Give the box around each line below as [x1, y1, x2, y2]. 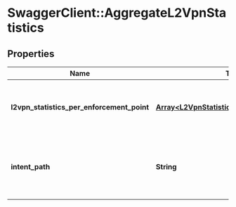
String [155, 162, 177, 171]
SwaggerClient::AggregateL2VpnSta [7, 5, 227, 21]
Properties [7, 48, 55, 60]
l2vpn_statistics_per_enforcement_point [11, 102, 150, 112]
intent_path [11, 162, 51, 171]
